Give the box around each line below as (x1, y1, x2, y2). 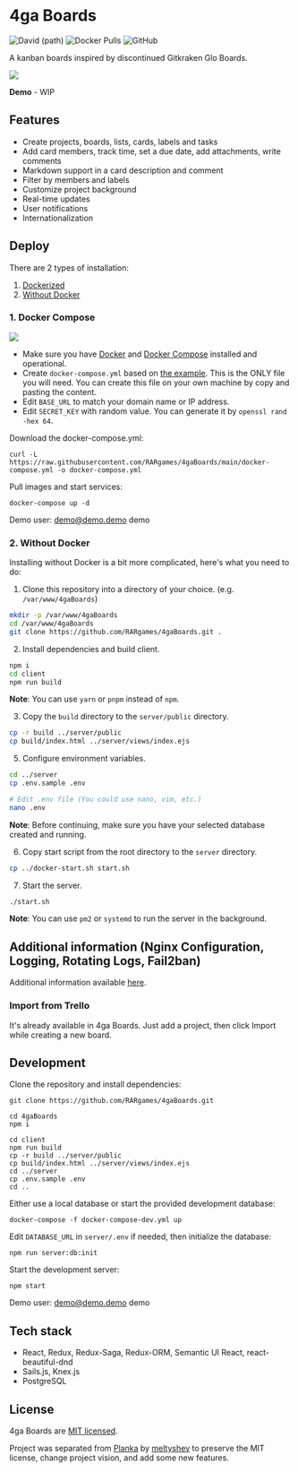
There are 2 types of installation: (9, 262, 130, 273)
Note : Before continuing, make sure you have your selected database (9, 819, 266, 830)
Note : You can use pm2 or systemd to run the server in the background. (9, 913, 267, 924)
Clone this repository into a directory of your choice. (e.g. (21, 584, 234, 595)
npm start (9, 1282, 47, 1291)
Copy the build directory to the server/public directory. (21, 711, 230, 722)
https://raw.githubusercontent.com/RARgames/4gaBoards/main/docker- (9, 458, 270, 467)
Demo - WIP (9, 86, 55, 97)
